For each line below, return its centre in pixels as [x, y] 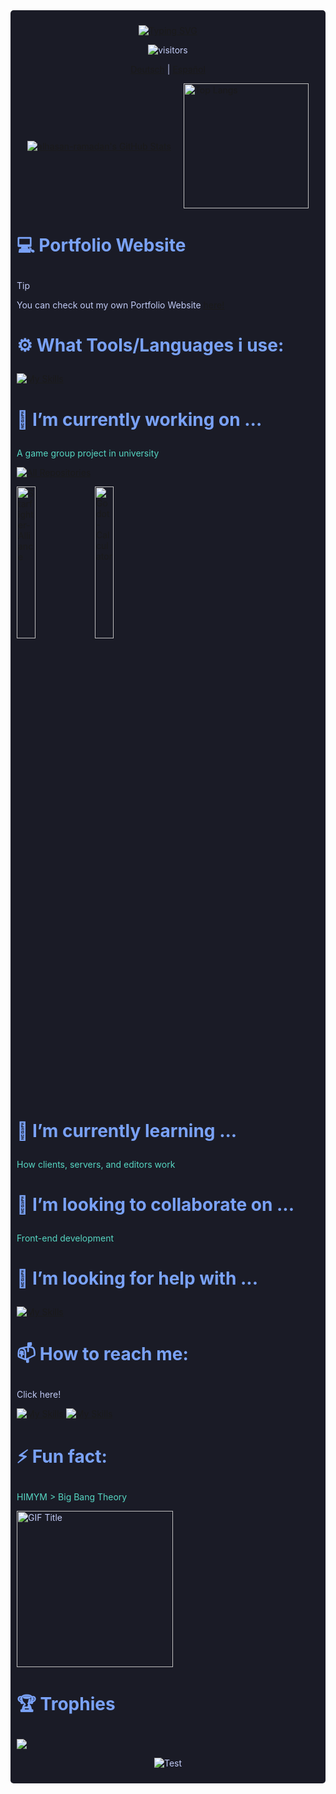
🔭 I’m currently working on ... [139, 419]
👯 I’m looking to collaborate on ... [155, 1204]
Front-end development [65, 1238]
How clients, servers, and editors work [96, 1164]
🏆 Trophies [66, 1703]
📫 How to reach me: [102, 1354]
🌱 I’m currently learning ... [127, 1130]
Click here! [39, 1395]
